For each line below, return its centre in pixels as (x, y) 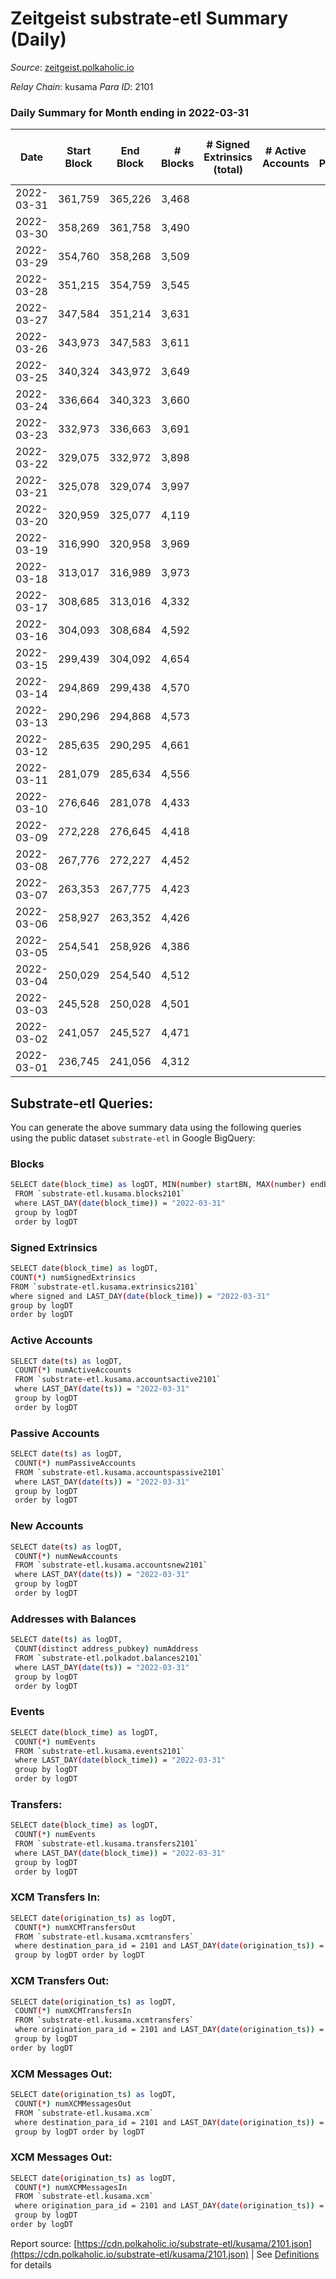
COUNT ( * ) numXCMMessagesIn (71, 2187)
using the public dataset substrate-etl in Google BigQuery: (133, 1138)
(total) (228, 170)
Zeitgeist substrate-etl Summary (149, 18)
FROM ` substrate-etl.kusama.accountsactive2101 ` (118, 1380)
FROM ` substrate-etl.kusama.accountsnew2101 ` (111, 1565)
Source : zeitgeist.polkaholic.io (72, 67)
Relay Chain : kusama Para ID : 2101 (82, 86)
